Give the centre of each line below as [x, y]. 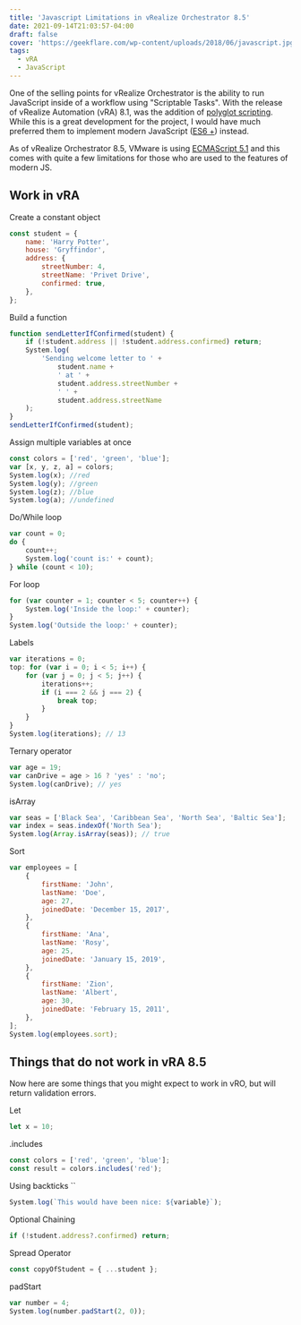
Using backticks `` [43, 1186]
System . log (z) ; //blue [52, 492]
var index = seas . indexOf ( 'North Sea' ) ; [86, 826]
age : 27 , [58, 901]
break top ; [77, 701]
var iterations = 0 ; [48, 659]
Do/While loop [36, 517]
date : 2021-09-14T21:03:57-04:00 [72, 26]
